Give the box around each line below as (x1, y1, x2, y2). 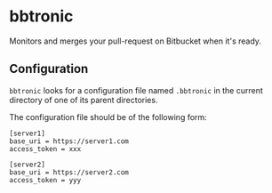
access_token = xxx (9, 144, 82, 153)
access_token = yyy (9, 175, 82, 184)
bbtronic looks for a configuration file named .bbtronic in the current (9, 84, 264, 95)
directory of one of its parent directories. (9, 94, 158, 105)
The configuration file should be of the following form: (9, 111, 207, 122)
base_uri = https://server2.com (9, 167, 129, 177)
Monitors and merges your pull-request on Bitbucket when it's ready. (9, 36, 262, 46)
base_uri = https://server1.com (9, 136, 129, 146)
